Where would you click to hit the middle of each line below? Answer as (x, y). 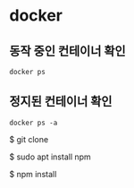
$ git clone (29, 139)
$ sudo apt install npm (50, 157)
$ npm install (33, 174)
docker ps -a (33, 123)
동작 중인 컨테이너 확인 (68, 51)
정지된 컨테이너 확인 (61, 102)
